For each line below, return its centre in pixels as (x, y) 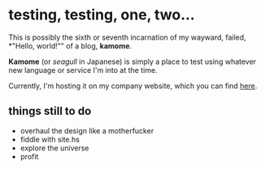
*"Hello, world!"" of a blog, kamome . (70, 45)
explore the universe (54, 148)
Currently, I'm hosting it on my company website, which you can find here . (133, 86)
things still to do (50, 111)
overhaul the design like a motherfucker (87, 130)
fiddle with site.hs (50, 139)
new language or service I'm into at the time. (83, 70)
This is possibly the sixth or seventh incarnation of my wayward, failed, (127, 37)
